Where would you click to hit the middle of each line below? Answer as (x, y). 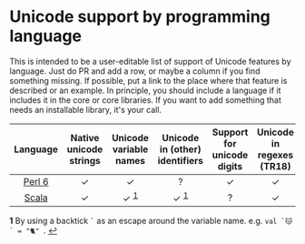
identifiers (181, 160)
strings (85, 160)
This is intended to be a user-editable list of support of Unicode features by (151, 61)
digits (230, 166)
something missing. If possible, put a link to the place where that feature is (148, 80)
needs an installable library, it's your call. (85, 109)
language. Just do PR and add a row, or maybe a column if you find (135, 71)
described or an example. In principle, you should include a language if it (145, 90)
